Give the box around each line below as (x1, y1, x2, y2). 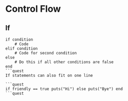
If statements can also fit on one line (5, 73, 94, 78)
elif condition (5, 46, 38, 51)
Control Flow (5, 3, 61, 15)
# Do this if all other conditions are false (14, 59, 114, 65)
